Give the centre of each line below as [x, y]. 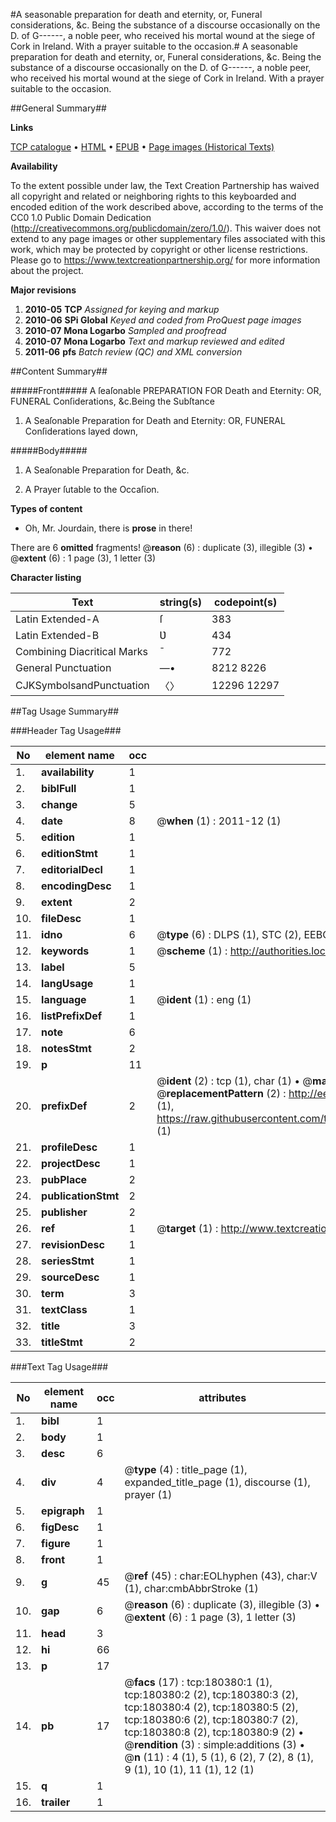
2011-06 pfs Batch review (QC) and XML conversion [133, 352]
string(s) [181, 602]
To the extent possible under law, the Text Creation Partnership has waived [165, 185]
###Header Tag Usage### [66, 730]
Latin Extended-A [57, 619]
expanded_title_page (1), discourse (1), [217, 1482]
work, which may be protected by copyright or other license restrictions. [159, 249]
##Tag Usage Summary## [65, 711]
